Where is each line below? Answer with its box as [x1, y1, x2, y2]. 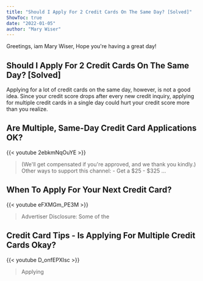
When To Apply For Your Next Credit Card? [6, 185, 172, 195]
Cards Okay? [6, 240, 57, 251]
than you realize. [6, 105, 48, 113]
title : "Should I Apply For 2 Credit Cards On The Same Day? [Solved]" [6, 9, 192, 15]
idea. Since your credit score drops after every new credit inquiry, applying [6, 93, 194, 100]
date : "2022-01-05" [6, 20, 56, 26]
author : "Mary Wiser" [6, 26, 62, 32]
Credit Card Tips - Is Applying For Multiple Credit [6, 230, 196, 241]
